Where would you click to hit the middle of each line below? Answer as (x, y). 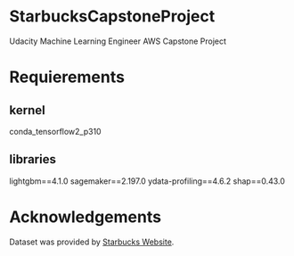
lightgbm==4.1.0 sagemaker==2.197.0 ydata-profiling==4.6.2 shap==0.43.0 (147, 181)
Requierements (67, 77)
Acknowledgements (86, 217)
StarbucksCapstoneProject (112, 17)
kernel (28, 110)
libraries (33, 159)
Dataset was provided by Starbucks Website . (92, 242)
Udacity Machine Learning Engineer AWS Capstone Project (118, 41)
